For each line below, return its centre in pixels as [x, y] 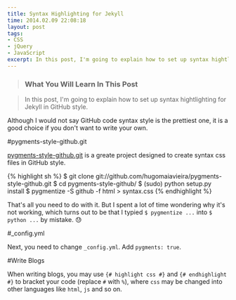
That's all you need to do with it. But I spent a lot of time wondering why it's [117, 205]
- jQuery [20, 46]
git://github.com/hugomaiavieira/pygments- [159, 176]
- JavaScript [26, 53]
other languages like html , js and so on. [65, 289]
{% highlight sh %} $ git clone [51, 176]
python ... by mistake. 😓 [45, 220]
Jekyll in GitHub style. [56, 107]
